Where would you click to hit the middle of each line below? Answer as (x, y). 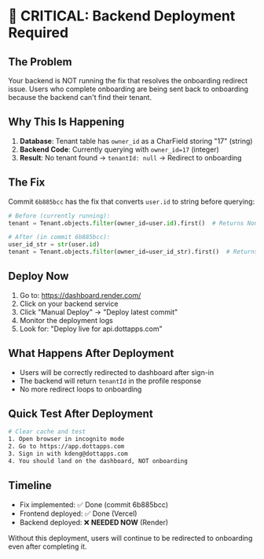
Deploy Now (38, 276)
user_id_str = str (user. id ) (54, 245)
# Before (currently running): (59, 215)
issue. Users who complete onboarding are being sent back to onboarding (128, 89)
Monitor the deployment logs (66, 320)
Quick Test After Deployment (81, 414)
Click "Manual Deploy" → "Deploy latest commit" (99, 312)
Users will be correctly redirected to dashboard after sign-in (117, 372)
